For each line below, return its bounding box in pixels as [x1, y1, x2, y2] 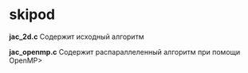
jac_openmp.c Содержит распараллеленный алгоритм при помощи [9, 47, 241, 56]
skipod [9, 6, 55, 24]
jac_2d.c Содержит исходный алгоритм [9, 32, 144, 41]
